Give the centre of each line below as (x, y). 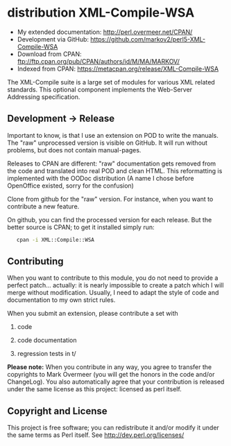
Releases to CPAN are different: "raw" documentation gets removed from (112, 163)
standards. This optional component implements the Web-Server (100, 89)
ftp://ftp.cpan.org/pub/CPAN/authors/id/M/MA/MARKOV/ (99, 61)
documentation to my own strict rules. (61, 300)
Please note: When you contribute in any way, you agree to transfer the (110, 367)
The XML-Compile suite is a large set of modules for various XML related (111, 82)
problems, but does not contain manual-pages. (74, 150)
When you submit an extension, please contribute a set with (93, 314)
